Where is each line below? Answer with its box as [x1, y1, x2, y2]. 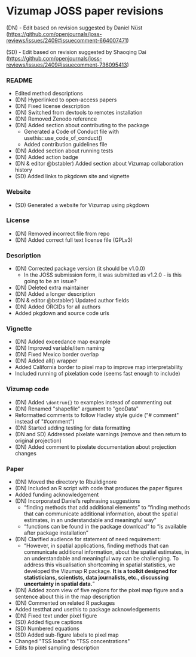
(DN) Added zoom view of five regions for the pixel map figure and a [14, 587, 183, 594]
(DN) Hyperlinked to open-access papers [14, 96, 117, 103]
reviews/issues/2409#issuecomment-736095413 [6, 61, 127, 68]
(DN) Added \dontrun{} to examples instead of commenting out [14, 398, 172, 406]
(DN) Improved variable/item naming [14, 344, 105, 352]
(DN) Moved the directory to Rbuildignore [14, 478, 117, 485]
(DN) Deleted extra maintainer [14, 284, 89, 292]
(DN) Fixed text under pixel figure [14, 612, 97, 619]
